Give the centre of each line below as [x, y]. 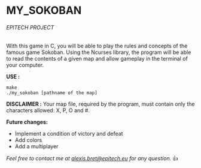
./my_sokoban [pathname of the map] [52, 93]
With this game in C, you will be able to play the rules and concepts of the [97, 46]
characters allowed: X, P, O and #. [48, 110]
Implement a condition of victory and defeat [69, 134]
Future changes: [27, 122]
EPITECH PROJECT [30, 27]
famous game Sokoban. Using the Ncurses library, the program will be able [99, 52]
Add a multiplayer [36, 146]
